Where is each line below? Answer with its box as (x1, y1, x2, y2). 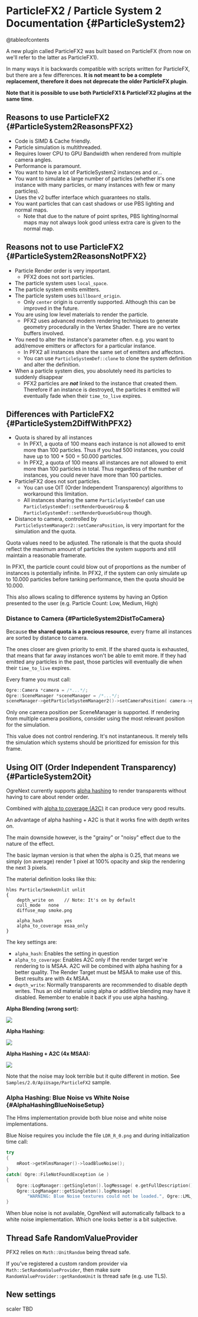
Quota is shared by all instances (14, 434, 93, 441)
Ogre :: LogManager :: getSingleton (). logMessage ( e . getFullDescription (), (16, 1183, 196, 1189)
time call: (6, 1138, 28, 1146)
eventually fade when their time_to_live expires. (23, 392, 143, 399)
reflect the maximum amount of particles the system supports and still (6, 546, 176, 553)
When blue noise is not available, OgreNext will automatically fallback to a (6, 1210, 186, 1217)
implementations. (6, 1121, 48, 1128)
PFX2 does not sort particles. (23, 273, 95, 280)
